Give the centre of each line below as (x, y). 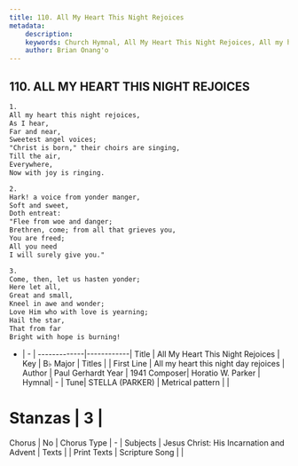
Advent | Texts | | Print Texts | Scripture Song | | (97, 452)
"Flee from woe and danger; (61, 222)
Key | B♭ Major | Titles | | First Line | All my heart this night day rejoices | (153, 363)
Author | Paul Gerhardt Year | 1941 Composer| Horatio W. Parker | (141, 373)
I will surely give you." (57, 255)
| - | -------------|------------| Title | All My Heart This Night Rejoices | (151, 354)
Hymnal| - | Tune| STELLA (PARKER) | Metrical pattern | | (125, 382)
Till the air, (35, 156)
